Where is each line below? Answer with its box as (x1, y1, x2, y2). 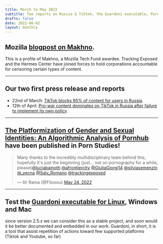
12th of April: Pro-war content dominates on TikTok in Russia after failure (12, 103, 158, 108)
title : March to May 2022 (5, 7, 57, 12)
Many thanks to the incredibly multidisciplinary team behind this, (16, 154, 146, 160)
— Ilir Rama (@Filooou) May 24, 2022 (16, 179, 92, 185)
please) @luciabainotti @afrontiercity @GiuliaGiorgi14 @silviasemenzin (16, 165, 158, 170)
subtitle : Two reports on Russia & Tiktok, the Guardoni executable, (5, 12, 149, 16)
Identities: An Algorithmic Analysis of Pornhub (5, 134, 149, 142)
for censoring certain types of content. (5, 66, 82, 72)
